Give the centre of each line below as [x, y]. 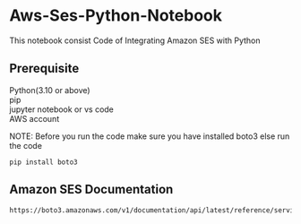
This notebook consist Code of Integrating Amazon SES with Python [135, 40]
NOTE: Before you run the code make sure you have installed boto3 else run [150, 136]
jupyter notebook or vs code [62, 109]
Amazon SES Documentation [91, 190]
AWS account [34, 118]
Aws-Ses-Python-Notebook [116, 16]
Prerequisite [44, 69]
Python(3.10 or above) [50, 90]
